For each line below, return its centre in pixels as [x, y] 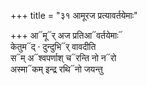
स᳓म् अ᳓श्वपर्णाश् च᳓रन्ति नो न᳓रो [63, 58]
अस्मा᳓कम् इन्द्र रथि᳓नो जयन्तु [56, 69]
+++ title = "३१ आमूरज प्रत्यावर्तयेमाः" [74, 15]
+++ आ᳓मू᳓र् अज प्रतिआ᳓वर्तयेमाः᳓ [66, 35]
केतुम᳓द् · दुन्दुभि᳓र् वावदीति [53, 46]
